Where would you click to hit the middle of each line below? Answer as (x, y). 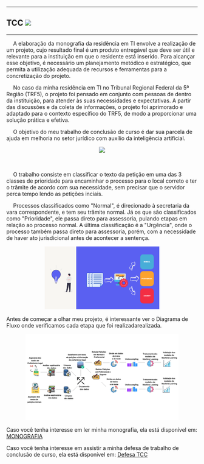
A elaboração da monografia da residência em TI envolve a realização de (104, 43)
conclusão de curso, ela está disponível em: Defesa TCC (77, 455)
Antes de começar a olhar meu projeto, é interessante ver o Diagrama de (97, 319)
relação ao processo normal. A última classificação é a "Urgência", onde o (99, 225)
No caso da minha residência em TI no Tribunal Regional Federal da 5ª (101, 87)
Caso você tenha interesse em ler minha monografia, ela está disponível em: (102, 430)
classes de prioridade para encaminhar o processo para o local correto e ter (102, 181)
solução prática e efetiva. (38, 120)
